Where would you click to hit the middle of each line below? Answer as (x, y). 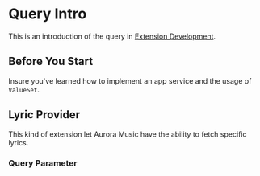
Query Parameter (43, 163)
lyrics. (19, 142)
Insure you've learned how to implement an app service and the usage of (130, 80)
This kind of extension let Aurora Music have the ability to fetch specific (128, 134)
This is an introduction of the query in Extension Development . (112, 36)
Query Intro (48, 14)
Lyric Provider (44, 115)
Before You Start (51, 61)
